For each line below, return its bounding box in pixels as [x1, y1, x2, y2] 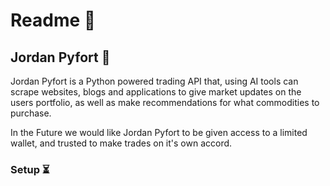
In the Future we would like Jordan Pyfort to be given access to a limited [10, 127, 308, 138]
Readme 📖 [10, 9, 97, 32]
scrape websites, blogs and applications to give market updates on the [10, 86, 302, 98]
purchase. [10, 107, 52, 119]
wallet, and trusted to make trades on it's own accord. [10, 137, 233, 149]
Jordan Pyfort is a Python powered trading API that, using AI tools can [10, 75, 299, 87]
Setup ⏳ [10, 162, 50, 176]
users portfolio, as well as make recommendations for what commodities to [10, 97, 320, 108]
